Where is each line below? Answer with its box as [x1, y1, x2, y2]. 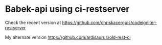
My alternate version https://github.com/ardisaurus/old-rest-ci [5, 34, 131, 40]
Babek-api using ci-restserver [5, 3, 130, 15]
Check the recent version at [5, 20, 61, 25]
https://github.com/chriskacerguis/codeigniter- [62, 20, 157, 25]
